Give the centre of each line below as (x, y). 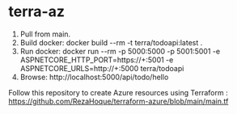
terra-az (36, 12)
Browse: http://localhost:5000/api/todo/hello (94, 77)
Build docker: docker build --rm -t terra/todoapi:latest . (111, 42)
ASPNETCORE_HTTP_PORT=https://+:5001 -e (97, 60)
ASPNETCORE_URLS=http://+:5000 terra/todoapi (102, 68)
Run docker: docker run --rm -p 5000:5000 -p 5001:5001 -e (120, 51)
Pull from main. (45, 34)
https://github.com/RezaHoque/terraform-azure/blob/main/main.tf (118, 101)
